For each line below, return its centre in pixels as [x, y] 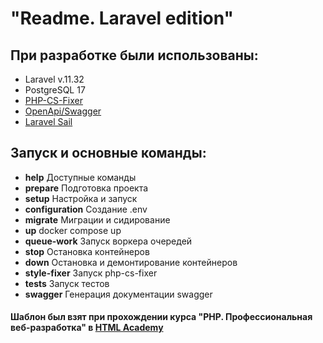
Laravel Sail [48, 121]
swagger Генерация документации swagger [118, 294]
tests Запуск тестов [67, 283]
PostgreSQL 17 [55, 90]
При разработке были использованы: [134, 55]
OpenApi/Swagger [63, 111]
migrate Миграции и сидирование [97, 219]
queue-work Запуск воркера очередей [108, 241]
